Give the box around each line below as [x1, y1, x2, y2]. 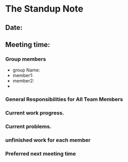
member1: [12, 72, 34, 78]
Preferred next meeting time [5, 150, 76, 157]
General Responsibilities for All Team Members [5, 96, 123, 103]
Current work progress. [5, 109, 64, 116]
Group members [5, 55, 47, 62]
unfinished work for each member [5, 136, 91, 143]
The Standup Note [5, 3, 83, 15]
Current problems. [5, 123, 52, 130]
